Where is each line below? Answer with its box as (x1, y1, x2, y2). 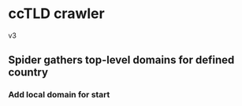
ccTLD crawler (8, 5, 105, 23)
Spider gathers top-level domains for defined (8, 53, 235, 67)
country (8, 66, 49, 79)
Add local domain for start (8, 90, 110, 101)
